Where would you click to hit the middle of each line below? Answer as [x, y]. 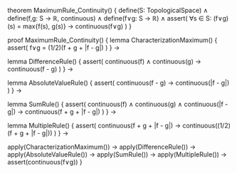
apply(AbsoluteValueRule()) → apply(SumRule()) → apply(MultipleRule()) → [117, 154]
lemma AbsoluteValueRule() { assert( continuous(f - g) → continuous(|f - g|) [118, 83]
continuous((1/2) [207, 125]
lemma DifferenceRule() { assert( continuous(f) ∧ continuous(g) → [104, 61]
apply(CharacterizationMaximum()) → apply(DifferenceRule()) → [102, 147]
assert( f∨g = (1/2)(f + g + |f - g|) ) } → [64, 48]
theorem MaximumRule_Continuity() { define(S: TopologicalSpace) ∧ [108, 10]
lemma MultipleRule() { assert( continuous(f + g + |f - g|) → [94, 125]
